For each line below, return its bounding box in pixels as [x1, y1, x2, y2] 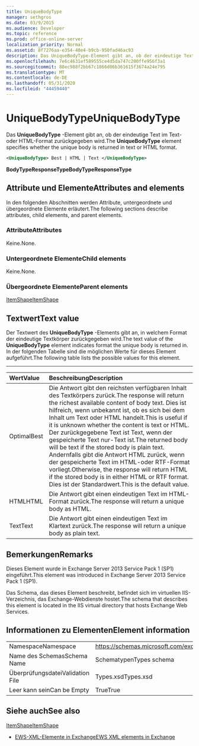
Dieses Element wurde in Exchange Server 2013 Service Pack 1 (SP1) [6, 565, 174, 572]
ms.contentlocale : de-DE [6, 75, 68, 81]
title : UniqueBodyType [6, 8, 62, 15]
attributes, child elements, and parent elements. [6, 211, 123, 218]
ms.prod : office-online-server [6, 36, 84, 42]
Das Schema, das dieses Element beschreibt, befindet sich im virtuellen [6, 589, 181, 597]
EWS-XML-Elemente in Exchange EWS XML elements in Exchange [14, 733, 175, 740]
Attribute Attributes [6, 226, 62, 234]
